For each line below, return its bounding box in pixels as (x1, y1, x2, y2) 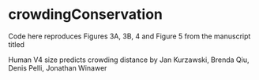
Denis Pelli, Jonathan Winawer (8, 63, 107, 72)
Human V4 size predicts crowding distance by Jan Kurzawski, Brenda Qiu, (8, 55, 250, 64)
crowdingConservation (8, 5, 163, 24)
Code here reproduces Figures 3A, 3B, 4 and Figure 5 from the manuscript (8, 31, 251, 41)
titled (8, 39, 25, 49)
